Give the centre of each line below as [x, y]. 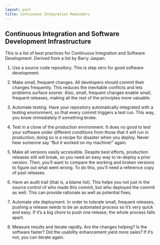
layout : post [18, 9]
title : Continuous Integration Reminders [48, 14]
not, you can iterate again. [38, 237]
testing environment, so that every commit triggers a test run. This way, [83, 113]
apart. [18, 218]
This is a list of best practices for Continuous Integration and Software [75, 53]
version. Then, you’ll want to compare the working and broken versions [83, 162]
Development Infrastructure [48, 41]
